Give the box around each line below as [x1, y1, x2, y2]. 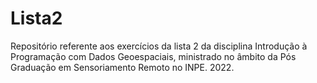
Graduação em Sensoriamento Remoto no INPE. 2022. [10, 61, 235, 73]
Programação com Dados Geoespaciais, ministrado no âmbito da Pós [10, 50, 297, 62]
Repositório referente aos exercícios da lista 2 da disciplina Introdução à [10, 40, 308, 52]
